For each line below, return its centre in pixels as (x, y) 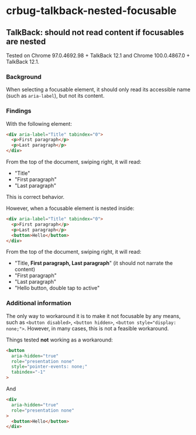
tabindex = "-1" (28, 372)
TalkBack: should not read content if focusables (95, 32)
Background (24, 77)
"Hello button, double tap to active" (57, 288)
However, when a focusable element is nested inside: (70, 208)
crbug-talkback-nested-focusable (91, 11)
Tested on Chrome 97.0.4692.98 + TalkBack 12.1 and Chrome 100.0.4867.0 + (98, 56)
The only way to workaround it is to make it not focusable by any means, (93, 316)
